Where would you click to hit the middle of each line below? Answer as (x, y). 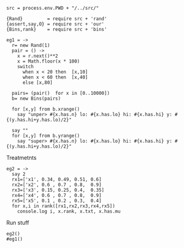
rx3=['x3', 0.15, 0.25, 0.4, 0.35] (58, 190)
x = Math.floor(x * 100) (49, 61)
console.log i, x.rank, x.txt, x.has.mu (69, 212)
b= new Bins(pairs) (36, 98)
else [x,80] (37, 83)
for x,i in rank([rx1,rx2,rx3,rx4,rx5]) (63, 206)
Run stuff (18, 222)
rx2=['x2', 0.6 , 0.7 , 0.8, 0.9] (57, 185)
